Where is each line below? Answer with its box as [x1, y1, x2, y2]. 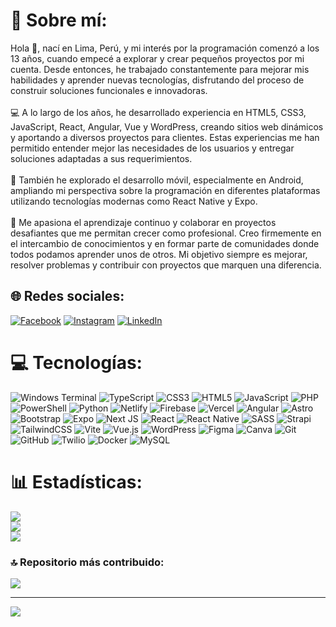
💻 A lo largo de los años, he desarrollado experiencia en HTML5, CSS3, [10, 106, 307, 118]
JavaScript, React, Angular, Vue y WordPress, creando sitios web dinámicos [10, 120, 324, 133]
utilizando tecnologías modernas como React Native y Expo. [10, 195, 258, 207]
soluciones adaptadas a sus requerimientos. [10, 152, 193, 164]
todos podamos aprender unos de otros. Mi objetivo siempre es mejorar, [10, 248, 308, 260]
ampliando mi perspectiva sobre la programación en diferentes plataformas [10, 184, 321, 196]
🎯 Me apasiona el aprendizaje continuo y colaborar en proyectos [10, 216, 277, 228]
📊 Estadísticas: [10, 470, 143, 493]
